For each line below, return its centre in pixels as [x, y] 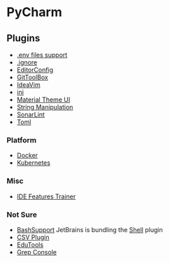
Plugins [23, 38]
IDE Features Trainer [46, 196]
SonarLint [30, 114]
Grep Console [37, 252]
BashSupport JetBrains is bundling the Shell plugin [90, 229]
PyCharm [34, 12]
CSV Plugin [33, 237]
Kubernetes [33, 163]
